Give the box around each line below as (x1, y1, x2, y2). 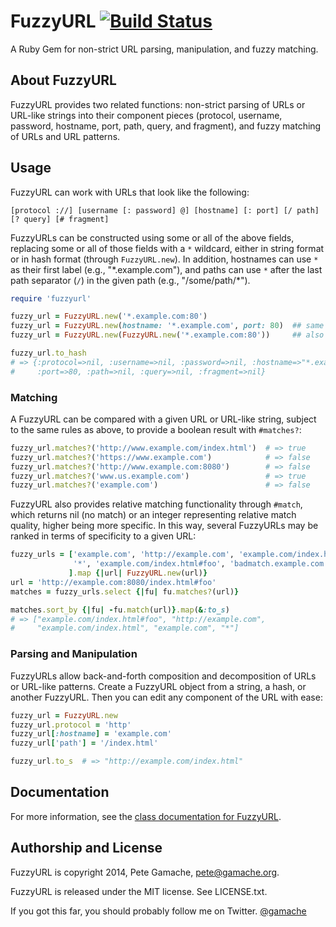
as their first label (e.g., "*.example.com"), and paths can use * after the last (10, 263, 323, 275)
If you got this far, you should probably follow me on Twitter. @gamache (10, 905, 307, 917)
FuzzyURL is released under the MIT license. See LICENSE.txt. (10, 885, 268, 897)
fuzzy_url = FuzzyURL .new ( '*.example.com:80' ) (10, 311, 208, 322)
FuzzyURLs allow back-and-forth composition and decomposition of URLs (10, 670, 317, 682)
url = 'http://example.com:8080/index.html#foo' (10, 577, 217, 587)
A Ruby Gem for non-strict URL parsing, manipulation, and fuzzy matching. (10, 43, 319, 55)
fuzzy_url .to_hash (10, 348, 87, 359)
